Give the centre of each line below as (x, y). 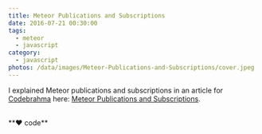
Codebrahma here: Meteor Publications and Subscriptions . (104, 99)
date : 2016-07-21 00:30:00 (53, 23)
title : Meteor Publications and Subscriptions (87, 16)
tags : (17, 30)
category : (25, 53)
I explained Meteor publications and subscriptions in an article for (116, 90)
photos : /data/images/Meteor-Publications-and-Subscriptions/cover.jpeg (131, 68)
